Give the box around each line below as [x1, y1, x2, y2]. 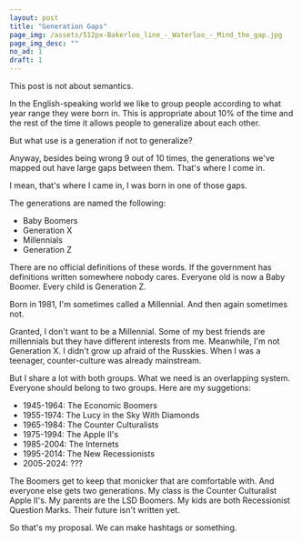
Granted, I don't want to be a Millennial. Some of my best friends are [9, 326, 266, 336]
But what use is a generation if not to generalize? [9, 135, 193, 146]
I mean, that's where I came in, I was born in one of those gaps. [9, 180, 247, 191]
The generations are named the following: [9, 197, 166, 208]
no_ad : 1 [9, 47, 43, 56]
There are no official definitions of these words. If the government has [9, 262, 272, 273]
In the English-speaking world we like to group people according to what [9, 98, 282, 109]
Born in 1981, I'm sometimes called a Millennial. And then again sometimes [9, 299, 288, 309]
